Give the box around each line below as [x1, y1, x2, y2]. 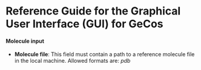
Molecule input [5, 37, 45, 45]
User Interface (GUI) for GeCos [5, 17, 164, 31]
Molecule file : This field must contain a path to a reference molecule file [14, 51, 195, 58]
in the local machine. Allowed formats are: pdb [14, 57, 131, 65]
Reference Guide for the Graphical [5, 4, 181, 18]
